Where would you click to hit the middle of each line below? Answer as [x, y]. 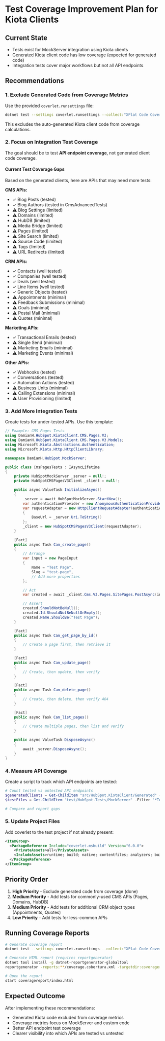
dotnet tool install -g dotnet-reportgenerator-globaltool [67, 963]
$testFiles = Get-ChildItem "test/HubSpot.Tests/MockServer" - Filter [78, 800]
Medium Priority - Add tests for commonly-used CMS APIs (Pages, [80, 896]
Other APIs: [17, 363]
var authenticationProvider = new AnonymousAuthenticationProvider [93, 503]
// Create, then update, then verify [61, 672]
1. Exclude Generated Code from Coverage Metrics [67, 95]
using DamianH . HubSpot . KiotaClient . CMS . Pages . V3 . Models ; [65, 440]
